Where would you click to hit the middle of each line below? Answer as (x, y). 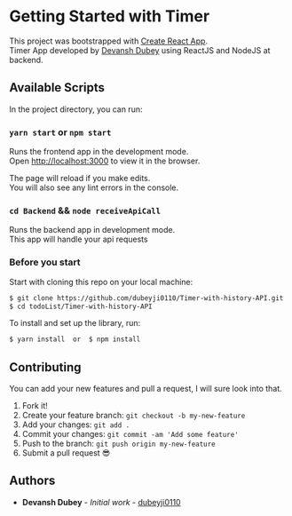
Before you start (45, 262)
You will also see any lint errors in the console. (94, 187)
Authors (32, 481)
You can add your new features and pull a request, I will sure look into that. (146, 389)
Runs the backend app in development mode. (92, 230)
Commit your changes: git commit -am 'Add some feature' (130, 434)
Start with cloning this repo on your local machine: (101, 282)
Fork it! (35, 406)
